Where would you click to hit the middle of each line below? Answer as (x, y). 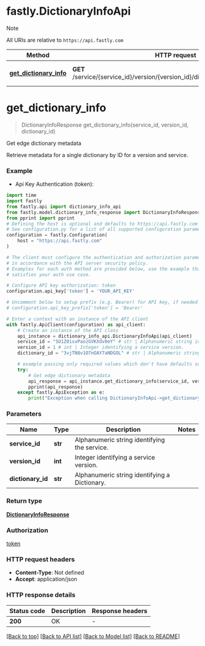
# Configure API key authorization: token (61, 285)
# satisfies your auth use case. (49, 274)
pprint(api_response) (56, 387)
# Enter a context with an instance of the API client (77, 319)
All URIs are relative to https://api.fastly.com (65, 40)
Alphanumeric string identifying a (122, 475)
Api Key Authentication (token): (54, 184)
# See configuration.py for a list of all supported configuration (94, 229)
